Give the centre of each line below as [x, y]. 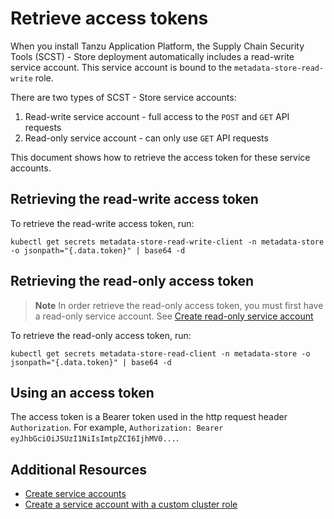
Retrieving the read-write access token [134, 199]
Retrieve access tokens [109, 18]
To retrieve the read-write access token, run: [102, 223]
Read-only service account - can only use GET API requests [146, 138]
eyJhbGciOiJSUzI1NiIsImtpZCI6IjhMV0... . [94, 438]
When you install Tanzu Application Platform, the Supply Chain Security [157, 46]
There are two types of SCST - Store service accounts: [123, 97]
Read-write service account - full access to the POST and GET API [157, 116]
